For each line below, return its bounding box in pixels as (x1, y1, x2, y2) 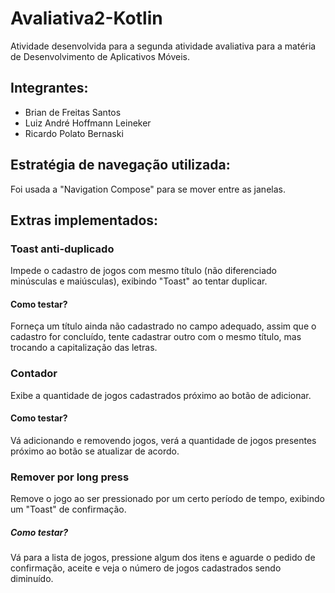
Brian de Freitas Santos (24, 106, 122, 118)
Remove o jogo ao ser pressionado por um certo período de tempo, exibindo (10, 493, 325, 505)
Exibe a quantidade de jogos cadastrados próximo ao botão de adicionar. (10, 389, 312, 401)
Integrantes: (10, 80, 89, 97)
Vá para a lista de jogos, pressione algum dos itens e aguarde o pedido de (10, 552, 316, 564)
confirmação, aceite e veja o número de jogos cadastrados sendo (10, 562, 282, 574)
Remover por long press (10, 470, 130, 484)
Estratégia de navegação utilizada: (10, 157, 231, 174)
